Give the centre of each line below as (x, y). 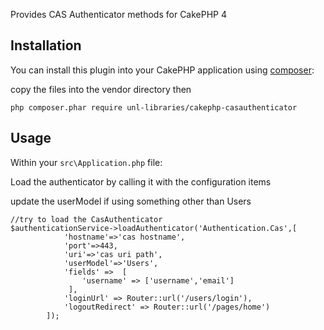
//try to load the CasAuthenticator (86, 219)
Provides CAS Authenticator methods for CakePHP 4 (119, 14)
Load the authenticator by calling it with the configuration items (141, 181)
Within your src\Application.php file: (86, 162)
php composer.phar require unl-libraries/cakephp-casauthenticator (154, 107)
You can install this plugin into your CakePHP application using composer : (162, 70)
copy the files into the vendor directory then (101, 89)
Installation (46, 45)
